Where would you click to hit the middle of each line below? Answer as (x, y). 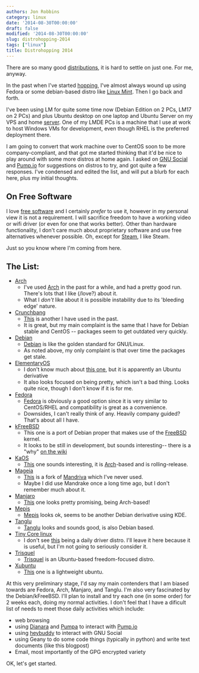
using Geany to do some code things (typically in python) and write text (102, 639)
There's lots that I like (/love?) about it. (70, 294)
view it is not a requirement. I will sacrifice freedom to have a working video (99, 217)
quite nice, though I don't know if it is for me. (78, 388)
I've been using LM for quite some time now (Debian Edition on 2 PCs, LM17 (99, 109)
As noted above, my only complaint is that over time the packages (104, 350)
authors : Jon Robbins (33, 12)
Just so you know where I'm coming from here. (64, 248)
